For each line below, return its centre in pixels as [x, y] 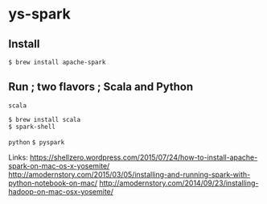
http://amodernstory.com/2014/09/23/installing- [179, 183]
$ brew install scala [45, 119]
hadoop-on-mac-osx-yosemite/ [61, 191]
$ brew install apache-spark [57, 62]
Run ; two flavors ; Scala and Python [101, 87]
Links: [18, 157]
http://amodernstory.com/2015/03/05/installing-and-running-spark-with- [129, 174]
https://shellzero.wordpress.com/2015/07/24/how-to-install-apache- [144, 157]
